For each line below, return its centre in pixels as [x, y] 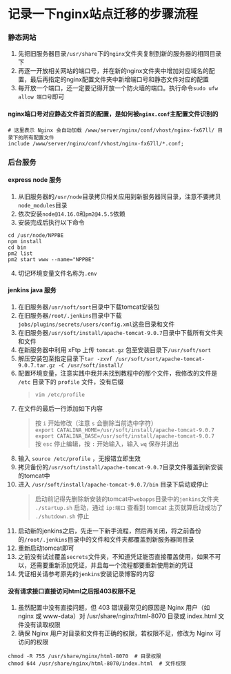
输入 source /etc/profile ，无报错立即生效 [79, 458]
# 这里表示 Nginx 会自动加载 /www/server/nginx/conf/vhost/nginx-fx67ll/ [111, 130]
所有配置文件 [39, 137]
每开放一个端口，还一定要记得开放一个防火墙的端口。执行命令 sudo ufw [118, 88]
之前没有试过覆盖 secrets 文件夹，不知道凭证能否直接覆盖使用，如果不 [116, 557]
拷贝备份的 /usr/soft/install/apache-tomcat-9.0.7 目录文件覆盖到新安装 [120, 467]
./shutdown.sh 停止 [62, 516]
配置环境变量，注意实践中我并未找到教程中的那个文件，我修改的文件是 [118, 374]
